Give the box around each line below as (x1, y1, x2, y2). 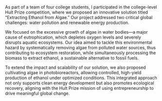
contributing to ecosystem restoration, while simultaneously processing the (5, 50, 156, 56)
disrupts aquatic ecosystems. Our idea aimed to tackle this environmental (5, 40, 152, 45)
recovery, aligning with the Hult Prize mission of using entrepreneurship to (5, 85, 154, 91)
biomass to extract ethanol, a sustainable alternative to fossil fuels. (5, 55, 139, 61)
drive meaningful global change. (5, 90, 70, 96)
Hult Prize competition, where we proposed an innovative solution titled (5, 9, 148, 15)
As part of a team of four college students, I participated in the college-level (5, 4, 157, 10)
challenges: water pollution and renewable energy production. (5, 20, 130, 25)
